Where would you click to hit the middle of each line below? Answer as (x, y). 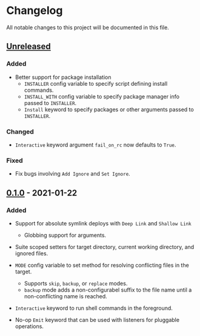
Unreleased (29, 46)
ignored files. (32, 253)
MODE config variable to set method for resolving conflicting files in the (102, 265)
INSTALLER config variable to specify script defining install (96, 83)
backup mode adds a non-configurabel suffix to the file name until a (108, 290)
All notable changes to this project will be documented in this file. (88, 27)
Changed (20, 131)
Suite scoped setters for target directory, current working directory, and (105, 247)
